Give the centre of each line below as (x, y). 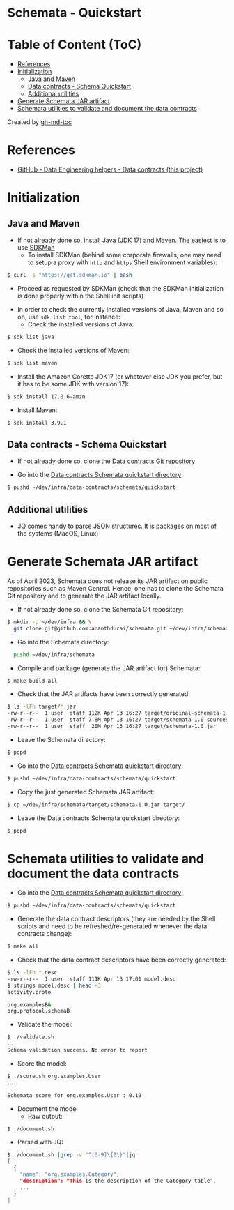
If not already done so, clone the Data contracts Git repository (106, 461)
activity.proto (29, 992)
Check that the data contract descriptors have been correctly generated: (122, 960)
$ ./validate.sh (31, 1037)
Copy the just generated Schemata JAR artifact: (86, 792)
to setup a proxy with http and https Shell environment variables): (123, 262)
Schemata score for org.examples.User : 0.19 (74, 1095)
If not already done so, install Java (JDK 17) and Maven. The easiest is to (122, 240)
